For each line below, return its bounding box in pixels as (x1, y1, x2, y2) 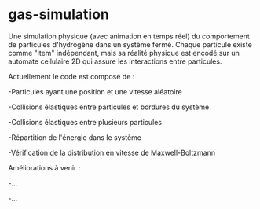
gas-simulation (8, 5, 110, 24)
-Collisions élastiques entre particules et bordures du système (8, 102, 210, 112)
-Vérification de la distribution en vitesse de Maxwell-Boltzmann (8, 148, 216, 157)
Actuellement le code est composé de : (8, 71, 135, 81)
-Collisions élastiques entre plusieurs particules (8, 117, 163, 126)
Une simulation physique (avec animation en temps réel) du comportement (8, 31, 250, 41)
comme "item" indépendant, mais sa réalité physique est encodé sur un (8, 48, 240, 57)
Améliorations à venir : (8, 163, 81, 172)
